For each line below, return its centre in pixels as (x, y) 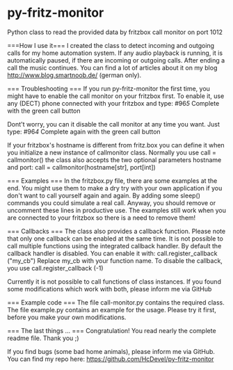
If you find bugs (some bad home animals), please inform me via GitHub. (111, 351)
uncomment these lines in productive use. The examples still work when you (117, 210)
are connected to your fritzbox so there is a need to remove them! (102, 218)
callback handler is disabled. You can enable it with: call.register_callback (112, 253)
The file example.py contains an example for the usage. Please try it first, (112, 309)
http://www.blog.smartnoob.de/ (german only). (74, 75)
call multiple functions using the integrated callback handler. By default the (114, 246)
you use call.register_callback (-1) (55, 268)
